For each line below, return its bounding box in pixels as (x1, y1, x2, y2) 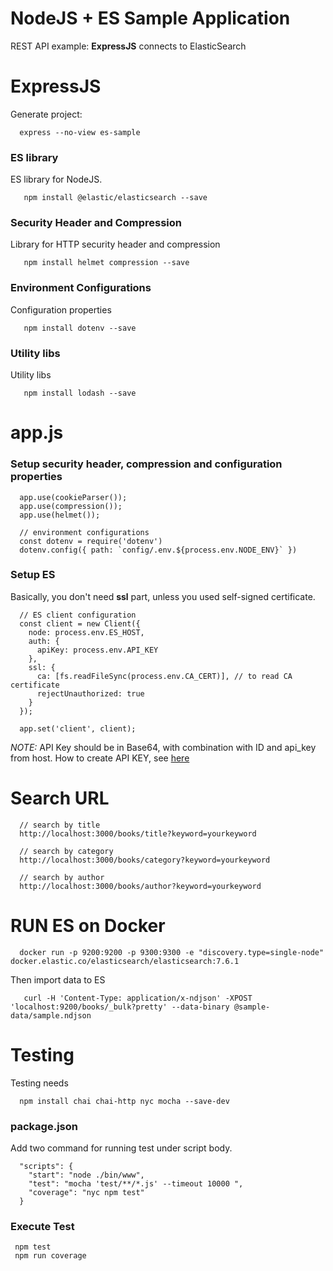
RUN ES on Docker (10, 914, 166, 937)
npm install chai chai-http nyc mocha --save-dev (19, 1096, 230, 1106)
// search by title (19, 820, 101, 830)
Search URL (10, 787, 110, 810)
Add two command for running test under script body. (10, 1142, 233, 1154)
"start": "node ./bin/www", (28, 1170, 145, 1180)
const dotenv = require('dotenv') (19, 536, 163, 546)
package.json (10, 1119, 78, 1133)
